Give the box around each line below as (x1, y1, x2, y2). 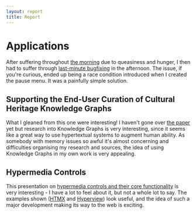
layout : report (6, 8, 43, 15)
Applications (6, 39, 70, 53)
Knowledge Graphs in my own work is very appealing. (6, 150, 136, 157)
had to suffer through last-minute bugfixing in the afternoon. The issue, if (6, 65, 183, 72)
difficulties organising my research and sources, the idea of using (6, 144, 164, 151)
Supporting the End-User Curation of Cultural (6, 94, 176, 104)
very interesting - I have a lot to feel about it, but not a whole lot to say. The (6, 189, 187, 196)
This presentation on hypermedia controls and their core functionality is (6, 183, 179, 190)
